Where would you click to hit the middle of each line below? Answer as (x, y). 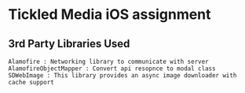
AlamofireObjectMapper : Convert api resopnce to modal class (112, 69)
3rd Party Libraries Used (69, 44)
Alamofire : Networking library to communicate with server (109, 61)
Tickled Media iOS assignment (110, 15)
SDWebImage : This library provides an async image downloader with (122, 76)
